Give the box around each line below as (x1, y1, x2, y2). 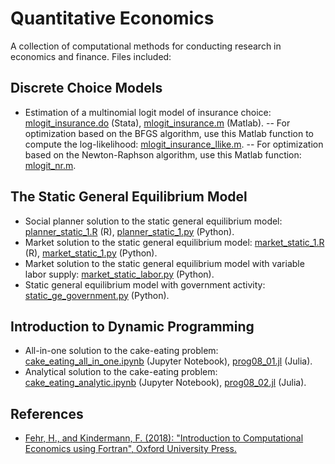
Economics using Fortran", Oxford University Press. (24, 443, 237, 455)
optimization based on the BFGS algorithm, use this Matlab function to (24, 127, 314, 139)
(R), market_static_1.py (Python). (24, 247, 158, 259)
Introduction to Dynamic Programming (10, 318, 255, 335)
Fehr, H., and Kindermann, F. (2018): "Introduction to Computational (24, 432, 304, 444)
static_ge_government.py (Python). (24, 289, 170, 301)
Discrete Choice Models (10, 80, 163, 97)
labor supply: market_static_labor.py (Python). (24, 268, 215, 280)
